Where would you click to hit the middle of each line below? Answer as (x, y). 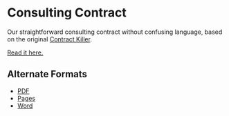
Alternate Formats (47, 74)
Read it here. (25, 52)
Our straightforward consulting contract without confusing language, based (115, 32)
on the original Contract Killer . (49, 39)
